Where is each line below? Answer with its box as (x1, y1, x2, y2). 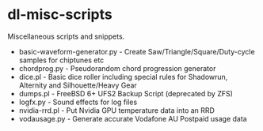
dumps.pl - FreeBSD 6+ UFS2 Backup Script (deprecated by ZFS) (18, 88, 233, 98)
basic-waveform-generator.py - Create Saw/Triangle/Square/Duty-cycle (18, 47, 255, 56)
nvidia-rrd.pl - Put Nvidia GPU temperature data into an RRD (18, 105, 215, 115)
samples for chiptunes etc (18, 55, 105, 65)
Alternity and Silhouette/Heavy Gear (18, 80, 138, 90)
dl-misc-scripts (7, 6, 112, 24)
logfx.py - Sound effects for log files (18, 97, 138, 107)
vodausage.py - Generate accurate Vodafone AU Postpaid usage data (18, 114, 247, 123)
